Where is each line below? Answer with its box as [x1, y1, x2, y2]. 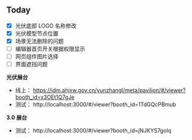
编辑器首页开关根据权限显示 [15, 45, 86, 52]
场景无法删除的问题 [15, 37, 64, 45]
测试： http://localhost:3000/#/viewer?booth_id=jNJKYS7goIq [15, 127, 172, 134]
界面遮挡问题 [15, 61, 48, 68]
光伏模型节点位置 [15, 29, 59, 37]
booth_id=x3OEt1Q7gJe [15, 93, 75, 101]
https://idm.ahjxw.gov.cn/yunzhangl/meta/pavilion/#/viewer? [32, 87, 186, 94]
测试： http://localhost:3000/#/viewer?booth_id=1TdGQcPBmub [15, 101, 176, 108]
